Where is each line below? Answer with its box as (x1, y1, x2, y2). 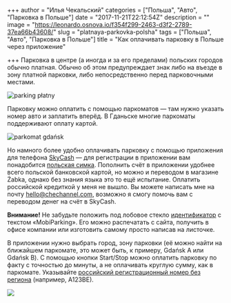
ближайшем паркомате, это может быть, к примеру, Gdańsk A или (7, 246, 204, 254)
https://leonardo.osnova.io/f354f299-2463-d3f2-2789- (34, 21, 192, 28)
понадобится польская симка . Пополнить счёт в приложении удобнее (7, 161, 215, 168)
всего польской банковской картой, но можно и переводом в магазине (7, 168, 219, 176)
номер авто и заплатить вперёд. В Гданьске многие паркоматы (7, 112, 196, 120)
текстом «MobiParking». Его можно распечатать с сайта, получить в (7, 218, 209, 226)
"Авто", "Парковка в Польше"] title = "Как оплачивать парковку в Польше (7, 35, 224, 43)
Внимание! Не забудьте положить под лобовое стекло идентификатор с (7, 211, 222, 219)
